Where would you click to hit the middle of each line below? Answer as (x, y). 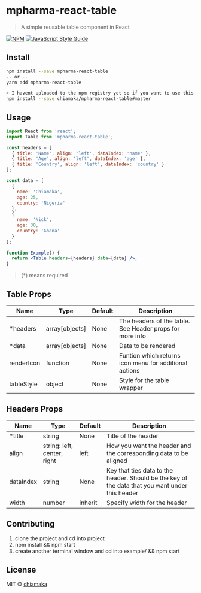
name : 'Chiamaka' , (40, 192)
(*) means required (44, 276)
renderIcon (25, 363)
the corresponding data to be (147, 453)
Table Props (29, 294)
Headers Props (35, 409)
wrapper (131, 388)
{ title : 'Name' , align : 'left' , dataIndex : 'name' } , (81, 153)
